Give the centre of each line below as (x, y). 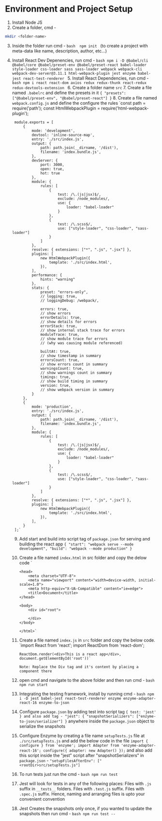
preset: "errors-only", (64, 292)
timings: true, (56, 377)
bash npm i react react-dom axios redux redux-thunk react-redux (79, 83)
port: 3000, (52, 164)
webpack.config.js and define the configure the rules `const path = (79, 103)
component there (36, 671)
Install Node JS (27, 22)
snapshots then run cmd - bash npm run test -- (67, 813)
